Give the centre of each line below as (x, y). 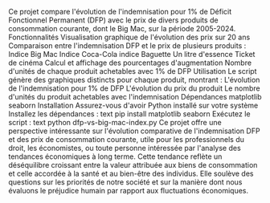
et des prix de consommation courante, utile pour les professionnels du (127, 139)
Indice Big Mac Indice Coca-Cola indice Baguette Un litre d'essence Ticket (132, 54)
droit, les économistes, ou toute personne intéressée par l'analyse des (125, 148)
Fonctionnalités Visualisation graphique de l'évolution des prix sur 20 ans (129, 37)
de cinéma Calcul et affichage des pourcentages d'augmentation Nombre (130, 63)
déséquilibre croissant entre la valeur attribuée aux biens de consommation (133, 165)
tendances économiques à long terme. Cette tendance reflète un (115, 156)
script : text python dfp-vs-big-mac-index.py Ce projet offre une (115, 122)
